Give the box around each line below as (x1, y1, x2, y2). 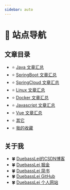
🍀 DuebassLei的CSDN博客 (11, 156, 65, 162)
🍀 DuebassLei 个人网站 (11, 179, 59, 185)
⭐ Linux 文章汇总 (11, 87, 46, 93)
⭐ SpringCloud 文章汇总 (11, 79, 59, 85)
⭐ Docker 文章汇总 (11, 94, 49, 100)
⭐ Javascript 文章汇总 (11, 102, 55, 108)
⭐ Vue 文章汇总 (11, 110, 42, 116)
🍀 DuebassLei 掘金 (11, 162, 50, 168)
